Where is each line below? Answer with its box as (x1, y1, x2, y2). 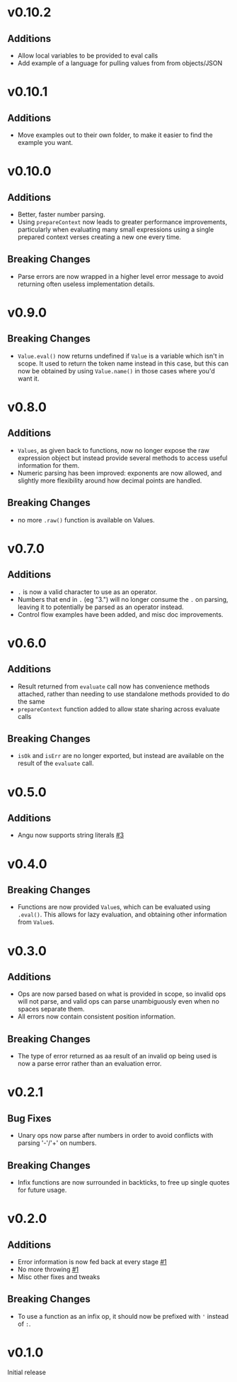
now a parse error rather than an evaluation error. (17, 1059, 162, 1068)
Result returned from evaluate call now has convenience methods (17, 682, 210, 691)
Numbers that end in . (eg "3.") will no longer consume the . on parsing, (17, 595, 229, 603)
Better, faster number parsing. (17, 210, 105, 219)
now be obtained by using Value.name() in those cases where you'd (17, 366, 215, 375)
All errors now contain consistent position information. (17, 1012, 176, 1021)
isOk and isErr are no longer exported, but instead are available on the (17, 752, 224, 760)
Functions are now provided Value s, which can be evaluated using (17, 903, 211, 911)
